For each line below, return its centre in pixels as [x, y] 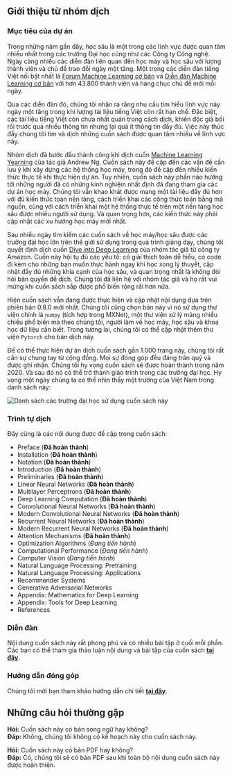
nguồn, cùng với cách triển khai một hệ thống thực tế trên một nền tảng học [115, 206]
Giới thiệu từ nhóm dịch [59, 11]
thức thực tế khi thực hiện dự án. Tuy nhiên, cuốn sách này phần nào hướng [115, 177]
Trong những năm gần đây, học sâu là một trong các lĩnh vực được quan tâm [116, 46]
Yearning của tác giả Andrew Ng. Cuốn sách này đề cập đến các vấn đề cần [116, 162]
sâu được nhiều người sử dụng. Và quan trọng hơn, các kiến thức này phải [113, 213]
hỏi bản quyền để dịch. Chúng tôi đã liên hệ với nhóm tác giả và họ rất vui [112, 279]
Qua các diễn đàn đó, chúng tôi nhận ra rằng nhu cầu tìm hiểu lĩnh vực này [114, 104]
